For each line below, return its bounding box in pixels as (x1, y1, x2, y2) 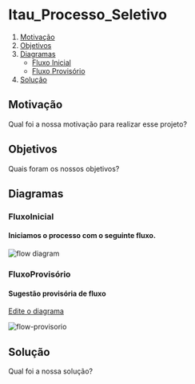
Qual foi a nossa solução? (8, 366, 94, 376)
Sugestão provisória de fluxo (8, 289, 106, 298)
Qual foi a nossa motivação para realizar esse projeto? (8, 119, 188, 129)
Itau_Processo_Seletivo (8, 6, 168, 24)
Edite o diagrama (8, 306, 64, 316)
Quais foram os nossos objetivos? (8, 164, 120, 173)
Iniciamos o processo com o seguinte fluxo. (8, 231, 156, 241)
